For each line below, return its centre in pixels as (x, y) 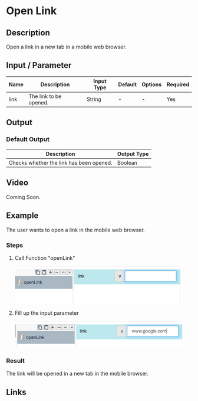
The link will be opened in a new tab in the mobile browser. (77, 374)
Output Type (133, 154)
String (94, 99)
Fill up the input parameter (47, 313)
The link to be (45, 96)
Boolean (127, 162)
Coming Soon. (24, 197)
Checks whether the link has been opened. (60, 162)
